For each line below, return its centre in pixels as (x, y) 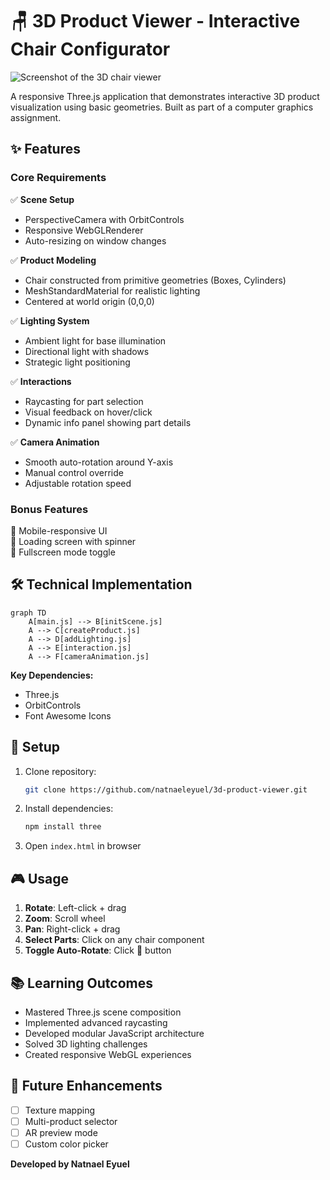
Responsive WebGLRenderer (84, 230)
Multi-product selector (71, 1121)
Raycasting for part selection (84, 401)
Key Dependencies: (52, 675)
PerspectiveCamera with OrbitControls (104, 219)
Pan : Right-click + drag (72, 929)
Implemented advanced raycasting (96, 1022)
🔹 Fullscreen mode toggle (63, 552)
